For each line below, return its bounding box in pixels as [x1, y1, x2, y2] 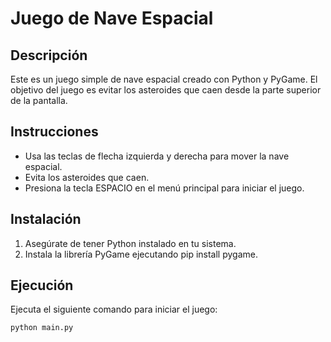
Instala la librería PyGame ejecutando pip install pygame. [24, 248, 258, 260]
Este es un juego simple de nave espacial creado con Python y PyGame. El [10, 73, 318, 85]
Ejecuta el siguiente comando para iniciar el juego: [10, 303, 218, 316]
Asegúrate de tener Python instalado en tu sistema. [24, 237, 237, 249]
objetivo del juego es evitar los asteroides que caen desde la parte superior [10, 84, 322, 96]
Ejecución [10, 277, 74, 294]
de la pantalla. [10, 95, 68, 106]
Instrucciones [10, 123, 99, 141]
